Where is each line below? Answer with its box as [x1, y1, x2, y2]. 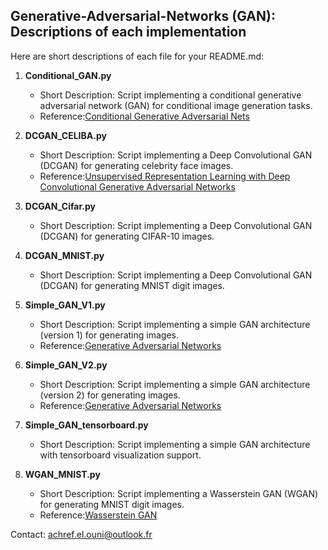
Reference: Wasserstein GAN [39, 509, 158, 521]
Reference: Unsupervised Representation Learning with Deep [39, 170, 291, 182]
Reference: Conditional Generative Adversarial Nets [39, 110, 250, 122]
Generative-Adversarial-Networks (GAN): [10, 8, 276, 25]
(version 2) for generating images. [39, 389, 181, 401]
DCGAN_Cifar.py [24, 200, 96, 212]
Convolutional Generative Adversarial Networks [39, 180, 236, 193]
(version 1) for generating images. [39, 329, 179, 341]
